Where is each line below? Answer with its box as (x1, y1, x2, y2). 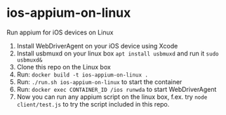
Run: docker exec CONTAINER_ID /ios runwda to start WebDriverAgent (16, 85, 217, 93)
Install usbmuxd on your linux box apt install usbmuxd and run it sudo (16, 49, 219, 57)
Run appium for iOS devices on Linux (6, 28, 114, 36)
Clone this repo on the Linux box (16, 62, 112, 71)
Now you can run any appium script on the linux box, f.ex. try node (16, 93, 208, 101)
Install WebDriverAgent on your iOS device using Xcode (16, 41, 178, 50)
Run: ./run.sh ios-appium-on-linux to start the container (16, 77, 182, 86)
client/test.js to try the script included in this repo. (16, 100, 170, 108)
